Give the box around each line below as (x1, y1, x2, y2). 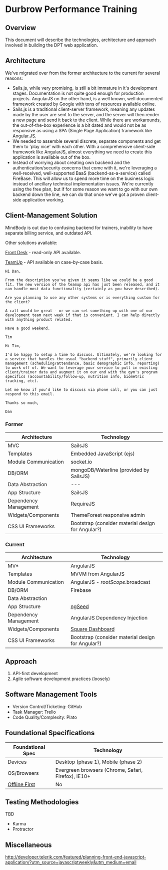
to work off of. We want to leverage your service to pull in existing (5, 365, 157, 370)
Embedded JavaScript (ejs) (70, 450, 135, 457)
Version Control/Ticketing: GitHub (12, 703, 82, 710)
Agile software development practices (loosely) (12, 676, 110, 682)
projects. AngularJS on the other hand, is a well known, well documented (12, 95, 163, 101)
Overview (5, 24, 36, 32)
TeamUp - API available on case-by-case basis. (5, 259, 103, 265)
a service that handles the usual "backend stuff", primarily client (5, 356, 153, 361)
